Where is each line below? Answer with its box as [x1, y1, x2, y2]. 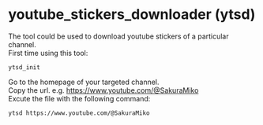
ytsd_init [8, 63, 41, 72]
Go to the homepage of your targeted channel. [8, 77, 160, 86]
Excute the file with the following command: [8, 94, 151, 103]
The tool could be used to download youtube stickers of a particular [8, 31, 229, 41]
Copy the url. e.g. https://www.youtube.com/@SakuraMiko [8, 85, 199, 95]
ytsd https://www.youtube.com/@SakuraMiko [8, 108, 150, 117]
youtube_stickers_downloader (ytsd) [8, 6, 256, 24]
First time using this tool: [8, 48, 88, 57]
